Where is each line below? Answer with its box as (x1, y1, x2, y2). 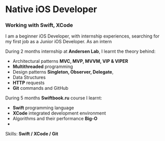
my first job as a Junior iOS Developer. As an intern (5, 39, 112, 45)
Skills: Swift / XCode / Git (5, 131, 58, 137)
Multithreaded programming (12, 63, 73, 69)
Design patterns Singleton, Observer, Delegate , (12, 69, 114, 75)
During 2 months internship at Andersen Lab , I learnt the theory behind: (5, 48, 156, 54)
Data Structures (12, 75, 46, 81)
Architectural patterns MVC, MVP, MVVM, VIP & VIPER (12, 58, 128, 64)
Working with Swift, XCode (5, 22, 74, 29)
